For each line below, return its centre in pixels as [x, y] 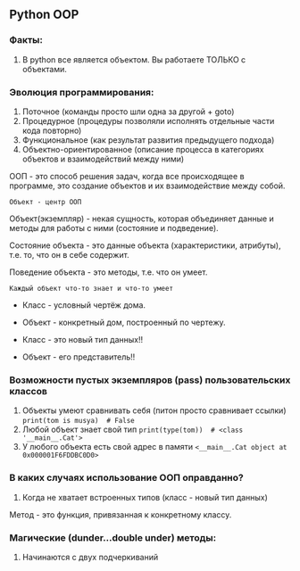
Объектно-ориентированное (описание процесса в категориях [143, 149]
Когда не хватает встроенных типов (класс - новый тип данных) [145, 497]
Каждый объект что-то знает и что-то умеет [92, 288]
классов [28, 391]
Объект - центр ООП [46, 202]
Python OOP [44, 15]
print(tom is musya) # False [79, 421]
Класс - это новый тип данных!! [83, 339]
